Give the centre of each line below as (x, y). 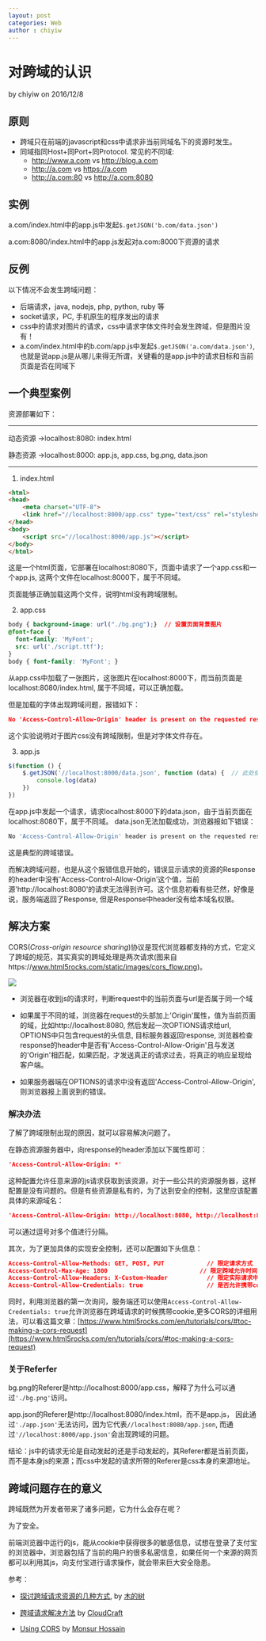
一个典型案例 (40, 393)
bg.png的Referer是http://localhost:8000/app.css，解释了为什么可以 (118, 1388)
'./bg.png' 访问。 (44, 1398)
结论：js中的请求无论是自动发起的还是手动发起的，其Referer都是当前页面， (131, 1451)
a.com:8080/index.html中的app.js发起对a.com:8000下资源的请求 (114, 242)
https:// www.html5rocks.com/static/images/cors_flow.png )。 (108, 966)
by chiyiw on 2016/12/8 (46, 94)
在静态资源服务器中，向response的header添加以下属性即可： (108, 1149)
